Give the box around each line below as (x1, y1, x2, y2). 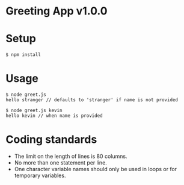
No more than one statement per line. (14, 159, 108, 166)
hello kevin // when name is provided (5, 113, 103, 119)
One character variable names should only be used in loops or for (14, 166, 177, 172)
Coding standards (5, 133, 97, 146)
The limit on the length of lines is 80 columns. (14, 152, 127, 160)
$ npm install (5, 52, 41, 58)
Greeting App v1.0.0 (5, 4, 108, 18)
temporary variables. (14, 172, 66, 179)
